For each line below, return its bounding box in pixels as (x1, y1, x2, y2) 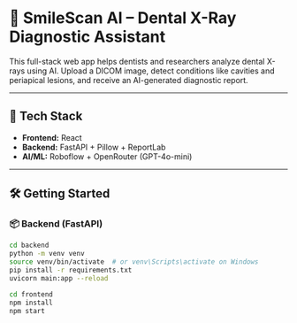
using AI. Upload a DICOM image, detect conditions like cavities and (27, 65, 275, 76)
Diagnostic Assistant (9, 27, 166, 47)
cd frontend (9, 289, 53, 299)
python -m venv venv (9, 250, 86, 258)
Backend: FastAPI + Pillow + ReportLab (21, 142, 166, 152)
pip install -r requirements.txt (9, 265, 133, 275)
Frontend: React (21, 132, 82, 142)
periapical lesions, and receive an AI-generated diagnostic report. (9, 74, 249, 85)
